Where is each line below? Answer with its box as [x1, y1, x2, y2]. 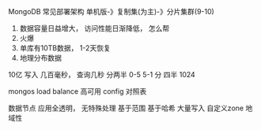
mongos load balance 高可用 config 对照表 [8, 87, 147, 96]
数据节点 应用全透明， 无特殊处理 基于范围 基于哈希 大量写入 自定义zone [8, 103, 244, 113]
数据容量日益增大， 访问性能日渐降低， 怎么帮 [19, 24, 170, 33]
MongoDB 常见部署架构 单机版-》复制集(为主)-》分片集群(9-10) [8, 7, 215, 16]
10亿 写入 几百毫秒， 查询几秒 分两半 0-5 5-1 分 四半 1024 [8, 70, 195, 79]
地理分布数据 [19, 54, 62, 62]
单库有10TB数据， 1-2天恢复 [19, 43, 111, 53]
